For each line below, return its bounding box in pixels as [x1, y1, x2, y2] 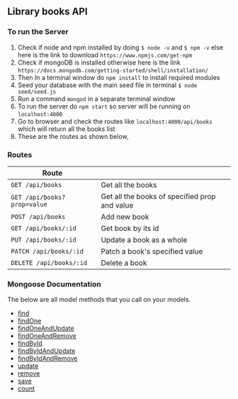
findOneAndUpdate [17, 324, 74, 332]
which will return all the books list [17, 124, 115, 133]
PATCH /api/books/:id [11, 247, 84, 255]
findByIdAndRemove [17, 354, 78, 363]
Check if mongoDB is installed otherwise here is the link [17, 58, 181, 67]
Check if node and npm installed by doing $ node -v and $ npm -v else [17, 43, 224, 52]
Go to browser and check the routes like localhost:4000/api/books [17, 117, 212, 125]
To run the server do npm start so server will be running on [17, 102, 191, 111]
